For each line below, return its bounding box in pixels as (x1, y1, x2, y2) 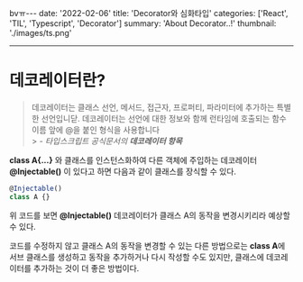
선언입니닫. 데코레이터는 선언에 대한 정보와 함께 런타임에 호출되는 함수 (41, 113, 287, 123)
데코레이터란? (9, 70, 106, 91)
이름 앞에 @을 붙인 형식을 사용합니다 (31, 124, 161, 135)
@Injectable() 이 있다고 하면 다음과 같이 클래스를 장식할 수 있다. (9, 166, 237, 177)
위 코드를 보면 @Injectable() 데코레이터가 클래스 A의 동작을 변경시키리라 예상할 (9, 210, 290, 221)
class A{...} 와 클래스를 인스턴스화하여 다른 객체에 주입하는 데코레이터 (9, 154, 258, 165)
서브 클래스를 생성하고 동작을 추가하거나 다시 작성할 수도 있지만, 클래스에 (9, 251, 264, 262)
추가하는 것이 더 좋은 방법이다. (32, 262, 140, 273)
